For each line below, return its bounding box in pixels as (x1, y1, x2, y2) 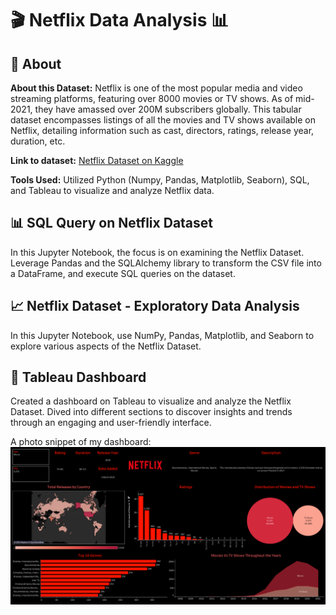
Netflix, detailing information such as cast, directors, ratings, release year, (10, 125, 315, 136)
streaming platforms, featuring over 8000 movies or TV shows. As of (10, 93, 294, 104)
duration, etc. (10, 135, 66, 147)
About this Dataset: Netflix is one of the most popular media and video (10, 82, 303, 94)
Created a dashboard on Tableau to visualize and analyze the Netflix (10, 395, 292, 407)
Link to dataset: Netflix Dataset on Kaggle (10, 155, 184, 166)
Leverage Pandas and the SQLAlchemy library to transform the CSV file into (10, 257, 322, 269)
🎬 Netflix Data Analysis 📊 (10, 9, 230, 32)
